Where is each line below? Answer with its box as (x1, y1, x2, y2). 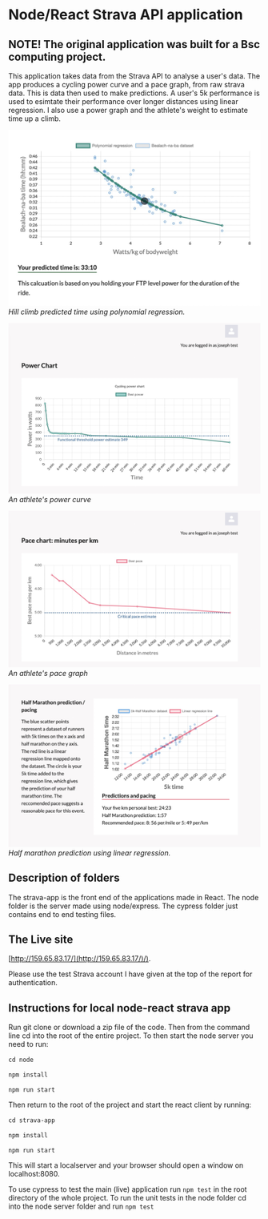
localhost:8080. (8, 1169, 60, 1179)
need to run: (8, 1040, 49, 1049)
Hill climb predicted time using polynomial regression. (8, 307, 186, 317)
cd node (8, 1056, 34, 1064)
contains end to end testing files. (8, 909, 117, 919)
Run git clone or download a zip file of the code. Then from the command (8, 1023, 250, 1032)
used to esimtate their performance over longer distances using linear (8, 97, 238, 106)
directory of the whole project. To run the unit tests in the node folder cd (8, 1193, 246, 1203)
